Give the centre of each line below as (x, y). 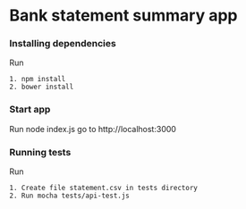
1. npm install (38, 79)
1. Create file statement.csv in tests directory (104, 188)
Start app (30, 110)
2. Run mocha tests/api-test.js (69, 196)
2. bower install (42, 87)
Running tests (40, 152)
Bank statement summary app (123, 16)
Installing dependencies (63, 44)
